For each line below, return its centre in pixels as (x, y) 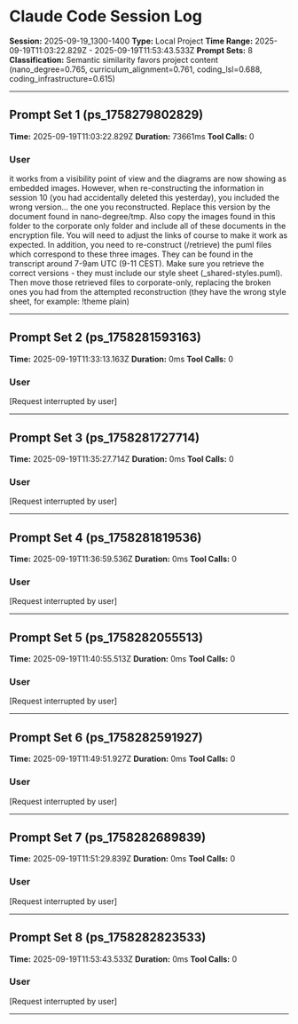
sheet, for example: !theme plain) (70, 302)
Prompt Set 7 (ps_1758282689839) (108, 837)
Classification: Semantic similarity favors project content (114, 60)
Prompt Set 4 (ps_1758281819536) (106, 538)
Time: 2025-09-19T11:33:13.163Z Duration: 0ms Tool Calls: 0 (121, 359)
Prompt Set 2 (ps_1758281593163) (105, 338)
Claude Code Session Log (106, 16)
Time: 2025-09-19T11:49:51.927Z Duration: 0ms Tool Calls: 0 (122, 759)
